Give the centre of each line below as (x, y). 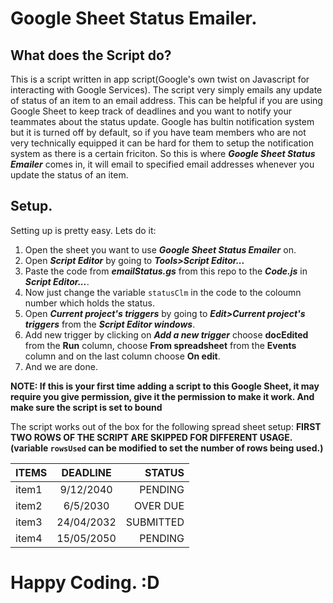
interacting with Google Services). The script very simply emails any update (166, 90)
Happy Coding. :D (85, 583)
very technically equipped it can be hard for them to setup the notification (162, 143)
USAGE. (276, 437)
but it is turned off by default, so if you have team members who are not (158, 132)
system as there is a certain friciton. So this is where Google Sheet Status (163, 153)
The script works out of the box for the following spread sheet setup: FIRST (166, 426)
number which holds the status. (89, 303)
